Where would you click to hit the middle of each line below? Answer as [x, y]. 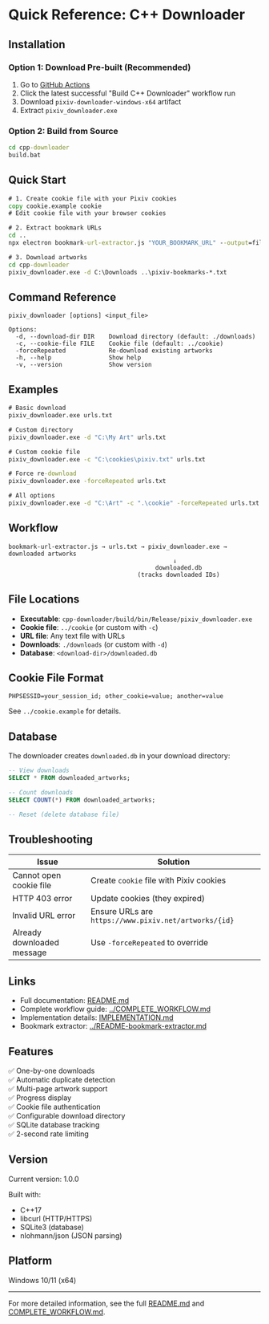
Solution [174, 862]
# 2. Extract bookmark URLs [55, 228]
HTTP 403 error [42, 899]
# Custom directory [41, 430]
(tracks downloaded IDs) [179, 575]
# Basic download [37, 408]
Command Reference [62, 297]
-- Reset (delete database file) [64, 814]
